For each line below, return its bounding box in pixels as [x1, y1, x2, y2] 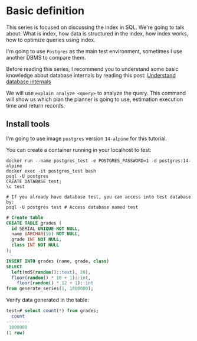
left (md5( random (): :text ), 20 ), [11, 269, 91, 275]
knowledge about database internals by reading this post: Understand [6, 72, 176, 79]
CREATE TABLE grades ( [6, 220, 62, 226]
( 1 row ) [6, 330, 25, 336]
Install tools [6, 119, 50, 129]
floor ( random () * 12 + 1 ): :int [17, 280, 94, 286]
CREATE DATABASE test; [6, 178, 62, 184]
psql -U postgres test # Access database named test [6, 204, 139, 210]
